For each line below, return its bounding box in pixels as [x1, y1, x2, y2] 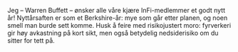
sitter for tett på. [7, 36, 55, 45]
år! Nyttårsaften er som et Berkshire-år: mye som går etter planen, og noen [7, 14, 228, 22]
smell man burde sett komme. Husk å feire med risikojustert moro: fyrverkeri [7, 21, 232, 29]
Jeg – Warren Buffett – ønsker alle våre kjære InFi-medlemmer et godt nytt [7, 6, 226, 14]
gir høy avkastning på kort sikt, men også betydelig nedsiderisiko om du [7, 28, 219, 37]
